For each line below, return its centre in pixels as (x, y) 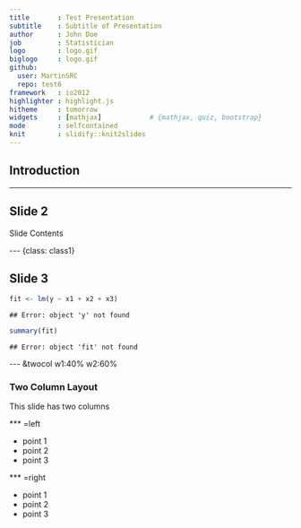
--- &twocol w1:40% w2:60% (64, 364)
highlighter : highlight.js (62, 101)
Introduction (45, 171)
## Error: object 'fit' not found (74, 347)
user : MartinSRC (47, 76)
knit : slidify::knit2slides (77, 134)
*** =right (28, 478)
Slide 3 (29, 278)
